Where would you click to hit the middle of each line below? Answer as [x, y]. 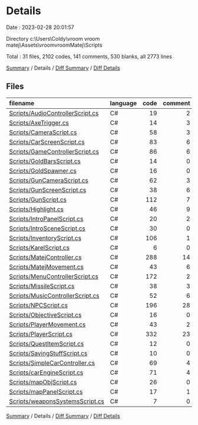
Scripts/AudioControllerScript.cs [54, 113]
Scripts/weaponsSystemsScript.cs [57, 401]
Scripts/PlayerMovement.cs [47, 325]
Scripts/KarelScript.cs [39, 248]
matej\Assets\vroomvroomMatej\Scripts [54, 45]
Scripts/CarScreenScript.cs [47, 142]
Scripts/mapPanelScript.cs [46, 391]
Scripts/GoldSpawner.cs [43, 171]
